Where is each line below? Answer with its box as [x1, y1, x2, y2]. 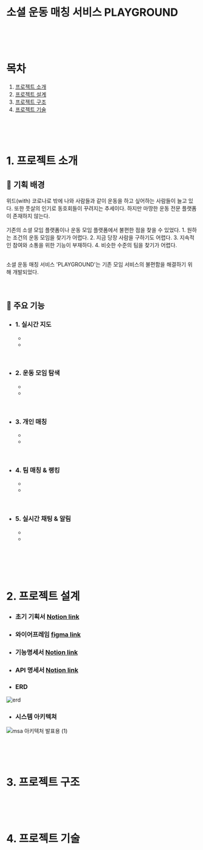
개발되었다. [12, 268, 39, 276]
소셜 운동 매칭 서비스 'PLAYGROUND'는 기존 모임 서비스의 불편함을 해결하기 [6, 261, 187, 268]
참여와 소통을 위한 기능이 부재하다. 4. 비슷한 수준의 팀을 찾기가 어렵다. [12, 241, 178, 248]
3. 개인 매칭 [15, 417, 47, 426]
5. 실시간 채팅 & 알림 [15, 514, 72, 523]
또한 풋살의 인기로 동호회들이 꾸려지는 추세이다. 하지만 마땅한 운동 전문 [14, 204, 181, 212]
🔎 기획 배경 [6, 180, 45, 190]
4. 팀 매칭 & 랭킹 [15, 466, 61, 474]
